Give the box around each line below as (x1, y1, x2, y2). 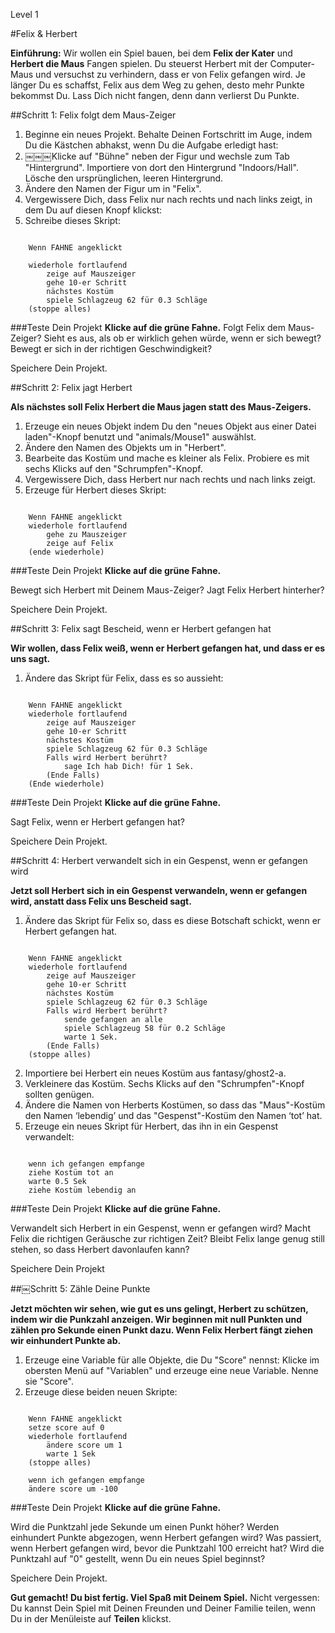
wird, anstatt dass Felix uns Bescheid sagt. (10, 895, 192, 907)
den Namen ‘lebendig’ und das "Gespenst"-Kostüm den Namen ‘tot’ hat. (24, 1110, 323, 1121)
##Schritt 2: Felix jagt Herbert (10, 382, 133, 393)
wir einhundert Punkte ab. (10, 1335, 122, 1346)
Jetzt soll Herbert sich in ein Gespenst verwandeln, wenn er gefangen (10, 885, 308, 896)
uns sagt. (10, 653, 51, 664)
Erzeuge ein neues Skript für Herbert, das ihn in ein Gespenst (24, 1120, 279, 1132)
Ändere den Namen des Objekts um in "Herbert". (24, 442, 227, 453)
